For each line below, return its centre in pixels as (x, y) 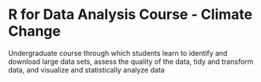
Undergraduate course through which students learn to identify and (118, 53)
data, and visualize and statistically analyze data (87, 69)
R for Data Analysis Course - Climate (130, 15)
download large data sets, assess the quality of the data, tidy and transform (131, 61)
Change (35, 31)
